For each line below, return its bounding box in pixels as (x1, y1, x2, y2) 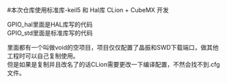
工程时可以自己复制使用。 (7, 52, 79, 60)
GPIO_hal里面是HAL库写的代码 (7, 20, 93, 29)
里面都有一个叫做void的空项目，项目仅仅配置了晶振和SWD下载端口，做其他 (7, 44, 219, 51)
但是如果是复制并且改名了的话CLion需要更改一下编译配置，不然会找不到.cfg (7, 61, 220, 68)
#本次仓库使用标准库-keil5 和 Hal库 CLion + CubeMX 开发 (7, 6, 170, 14)
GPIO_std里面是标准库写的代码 (7, 29, 94, 37)
